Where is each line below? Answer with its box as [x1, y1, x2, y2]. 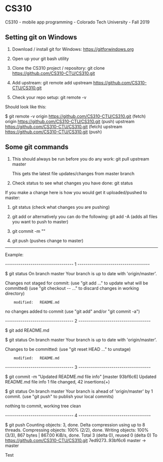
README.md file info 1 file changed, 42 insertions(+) [5, 379, 110, 384]
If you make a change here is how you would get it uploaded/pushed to [5, 189, 147, 195]
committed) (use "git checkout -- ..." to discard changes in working [5, 285, 139, 291]
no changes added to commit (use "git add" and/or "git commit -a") [5, 308, 140, 314]
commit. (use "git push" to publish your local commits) [5, 393, 114, 399]
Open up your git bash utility [12, 56, 69, 61]
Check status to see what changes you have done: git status [12, 180, 133, 186]
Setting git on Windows [5, 33, 77, 41]
